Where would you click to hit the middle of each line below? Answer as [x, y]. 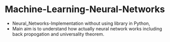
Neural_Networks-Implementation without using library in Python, [81, 23]
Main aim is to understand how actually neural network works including [87, 28]
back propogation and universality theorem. [58, 34]
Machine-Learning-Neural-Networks [85, 9]
